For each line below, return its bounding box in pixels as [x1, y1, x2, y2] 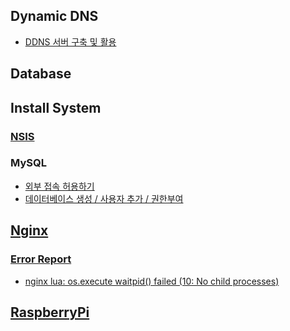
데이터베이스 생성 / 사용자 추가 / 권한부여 [24, 192, 184, 204]
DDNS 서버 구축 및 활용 [24, 35, 117, 48]
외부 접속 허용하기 [24, 180, 95, 192]
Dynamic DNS [10, 8, 99, 25]
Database [10, 65, 72, 83]
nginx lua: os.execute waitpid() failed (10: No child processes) [24, 275, 280, 287]
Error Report [10, 252, 72, 266]
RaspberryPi [10, 304, 90, 321]
